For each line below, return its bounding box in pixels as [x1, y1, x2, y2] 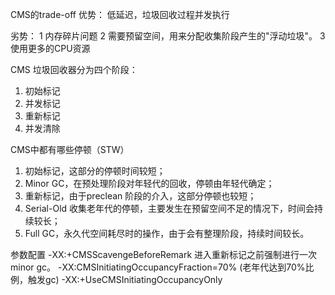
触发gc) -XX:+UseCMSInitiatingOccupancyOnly [27, 274, 223, 285]
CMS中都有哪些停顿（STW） [10, 144, 130, 155]
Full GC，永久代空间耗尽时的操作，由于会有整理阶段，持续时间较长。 [24, 228, 310, 239]
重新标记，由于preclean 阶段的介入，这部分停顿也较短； [24, 190, 257, 202]
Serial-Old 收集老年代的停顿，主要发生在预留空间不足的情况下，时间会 [24, 203, 315, 214]
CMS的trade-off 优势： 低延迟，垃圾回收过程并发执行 [10, 9, 230, 20]
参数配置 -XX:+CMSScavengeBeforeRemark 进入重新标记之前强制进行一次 [10, 249, 318, 260]
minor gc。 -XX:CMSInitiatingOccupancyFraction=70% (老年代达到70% [10, 261, 306, 273]
